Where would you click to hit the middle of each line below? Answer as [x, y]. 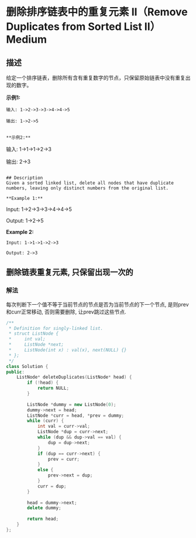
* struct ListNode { [34, 334]
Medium [26, 40]
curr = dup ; [52, 486]
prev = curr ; [64, 459]
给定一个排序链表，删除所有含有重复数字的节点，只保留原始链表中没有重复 [96, 78]
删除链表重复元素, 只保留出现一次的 [70, 272]
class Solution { [27, 366]
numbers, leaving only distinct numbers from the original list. [87, 188]
